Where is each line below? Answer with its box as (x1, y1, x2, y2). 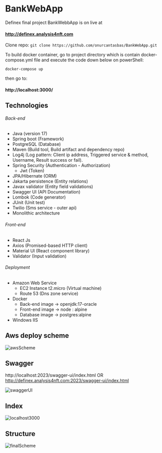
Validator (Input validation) (12, 253, 67, 259)
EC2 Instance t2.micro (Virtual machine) (19, 285, 102, 291)
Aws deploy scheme (5, 331, 70, 340)
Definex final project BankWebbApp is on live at (5, 19, 103, 25)
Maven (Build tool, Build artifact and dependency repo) (12, 147, 125, 153)
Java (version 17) (12, 131, 48, 137)
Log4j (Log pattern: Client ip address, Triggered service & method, (12, 152, 149, 158)
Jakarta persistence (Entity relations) (12, 178, 88, 185)
